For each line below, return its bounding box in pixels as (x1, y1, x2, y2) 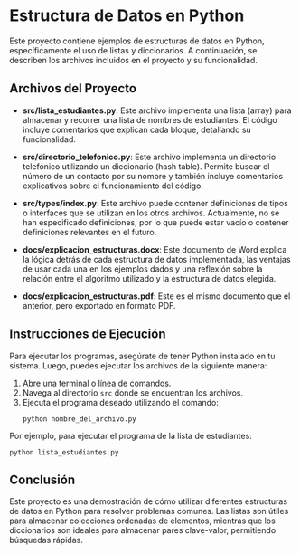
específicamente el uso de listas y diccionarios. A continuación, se (9, 44, 258, 55)
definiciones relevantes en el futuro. (22, 226, 157, 237)
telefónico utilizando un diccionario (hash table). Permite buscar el (22, 160, 270, 172)
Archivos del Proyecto (9, 81, 137, 96)
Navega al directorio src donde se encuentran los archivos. (22, 387, 244, 398)
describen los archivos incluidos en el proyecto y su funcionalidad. (9, 54, 258, 65)
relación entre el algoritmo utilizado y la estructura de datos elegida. (22, 272, 277, 283)
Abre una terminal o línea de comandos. (22, 377, 172, 388)
